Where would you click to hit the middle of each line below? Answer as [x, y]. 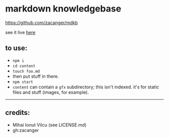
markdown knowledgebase [63, 9]
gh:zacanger [26, 130]
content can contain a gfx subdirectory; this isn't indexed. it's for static [86, 87]
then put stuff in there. [36, 76]
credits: [18, 113]
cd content [24, 66]
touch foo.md [26, 71]
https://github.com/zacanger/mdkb [41, 23]
